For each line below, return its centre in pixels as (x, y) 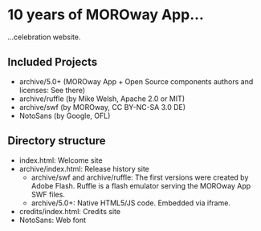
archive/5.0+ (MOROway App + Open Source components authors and (136, 81)
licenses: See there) (52, 90)
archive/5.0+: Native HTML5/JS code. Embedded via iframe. (130, 203)
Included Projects (53, 62)
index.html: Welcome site (61, 160)
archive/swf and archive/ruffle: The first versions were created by (140, 177)
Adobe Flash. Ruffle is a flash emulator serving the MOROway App (141, 185)
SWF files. (48, 194)
